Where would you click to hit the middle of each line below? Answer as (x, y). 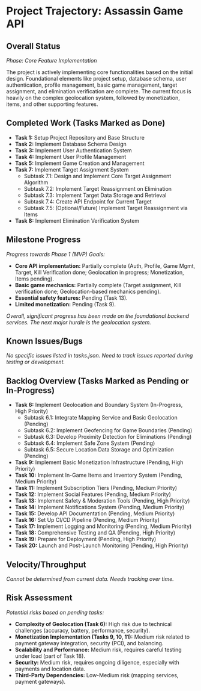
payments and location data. (50, 669)
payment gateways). (40, 681)
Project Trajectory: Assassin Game (95, 11)
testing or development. (35, 362)
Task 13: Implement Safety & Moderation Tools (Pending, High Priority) (102, 501)
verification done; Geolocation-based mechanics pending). (88, 291)
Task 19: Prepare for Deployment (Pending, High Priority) (85, 539)
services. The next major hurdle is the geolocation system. (79, 322)
